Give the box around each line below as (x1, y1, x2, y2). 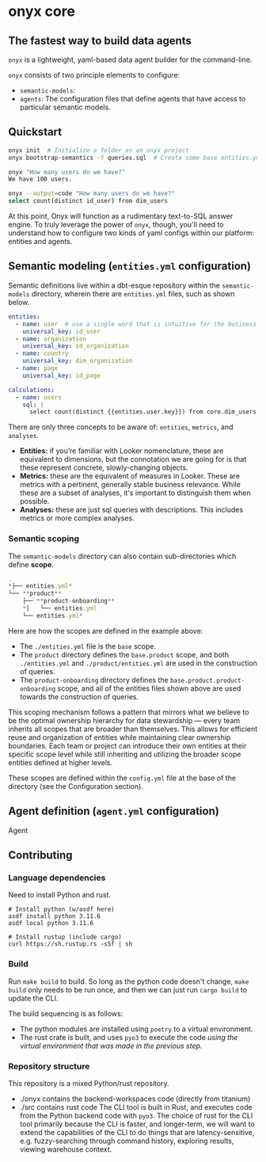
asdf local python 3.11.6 (8, 920, 93, 928)
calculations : (8, 386, 55, 394)
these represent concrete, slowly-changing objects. (19, 463, 188, 473)
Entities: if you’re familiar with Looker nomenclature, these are (19, 446, 224, 455)
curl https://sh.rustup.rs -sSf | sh (8, 940, 133, 948)
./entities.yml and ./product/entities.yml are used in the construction (19, 658, 257, 668)
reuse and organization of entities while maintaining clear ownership (8, 732, 231, 742)
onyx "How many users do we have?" (8, 168, 126, 176)
